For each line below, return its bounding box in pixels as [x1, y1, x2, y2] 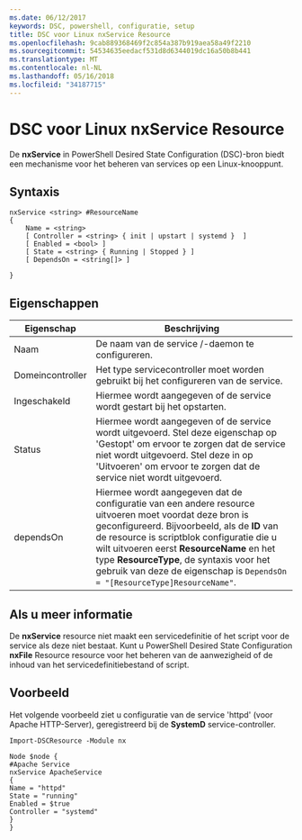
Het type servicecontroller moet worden [95, 364, 265, 376]
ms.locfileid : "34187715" [9, 80, 106, 89]
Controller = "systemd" [9, 807, 99, 816]
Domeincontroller [13, 369, 87, 382]
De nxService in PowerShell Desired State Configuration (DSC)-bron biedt [9, 149, 285, 159]
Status [13, 443, 41, 456]
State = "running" [9, 791, 78, 800]
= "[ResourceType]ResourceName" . [95, 576, 236, 589]
